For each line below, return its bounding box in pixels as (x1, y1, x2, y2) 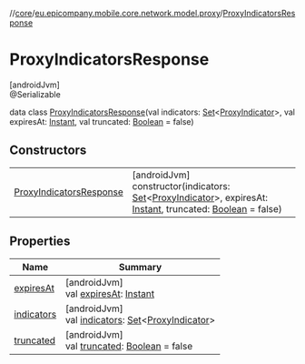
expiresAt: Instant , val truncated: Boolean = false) (9, 116, 194, 126)
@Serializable (9, 88, 61, 99)
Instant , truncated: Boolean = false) (132, 202, 283, 215)
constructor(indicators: (132, 179, 231, 192)
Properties (9, 234, 71, 249)
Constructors (9, 143, 87, 158)
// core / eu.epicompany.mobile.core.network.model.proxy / (9, 8, 224, 18)
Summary (118, 260, 162, 273)
